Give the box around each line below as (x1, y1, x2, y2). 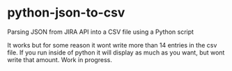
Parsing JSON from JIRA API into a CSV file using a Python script (7, 28, 194, 36)
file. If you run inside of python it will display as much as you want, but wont (7, 48, 225, 57)
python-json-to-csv (7, 5, 125, 21)
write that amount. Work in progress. (7, 55, 113, 63)
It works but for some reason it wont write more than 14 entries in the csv (7, 41, 217, 49)
